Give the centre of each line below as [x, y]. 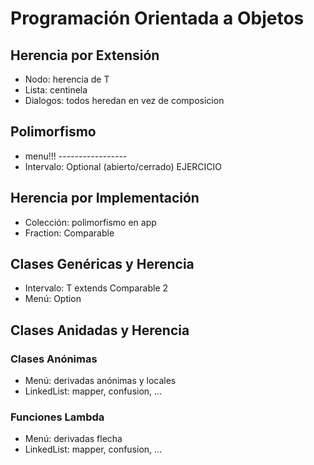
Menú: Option [53, 299]
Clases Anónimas [54, 359]
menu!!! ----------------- [76, 156]
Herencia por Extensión [85, 55]
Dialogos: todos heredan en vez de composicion [124, 100]
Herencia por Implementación [105, 198]
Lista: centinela [56, 90]
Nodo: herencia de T [67, 79]
